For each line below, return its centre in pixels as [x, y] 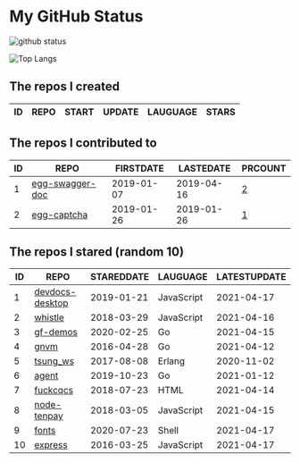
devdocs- [55, 292]
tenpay [49, 416]
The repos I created [65, 87]
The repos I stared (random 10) [97, 252]
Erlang [171, 361]
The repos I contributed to [83, 143]
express [51, 445]
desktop [51, 303]
